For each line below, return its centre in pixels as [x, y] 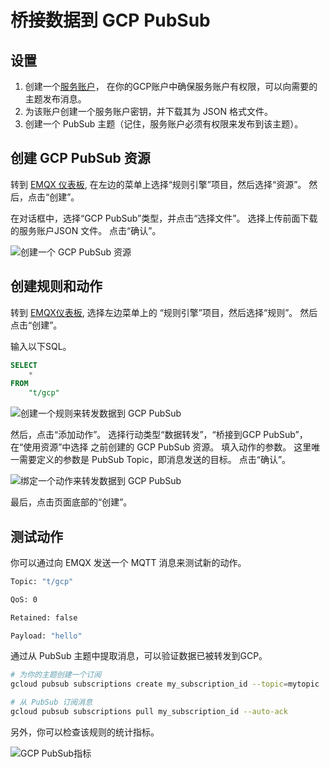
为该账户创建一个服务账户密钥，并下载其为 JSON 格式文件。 [148, 111]
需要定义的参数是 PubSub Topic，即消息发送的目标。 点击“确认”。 [155, 460]
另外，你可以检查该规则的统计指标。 [85, 732]
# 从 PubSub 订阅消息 [51, 702]
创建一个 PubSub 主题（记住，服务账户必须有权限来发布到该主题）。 [164, 124]
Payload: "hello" [46, 636]
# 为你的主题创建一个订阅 [56, 675]
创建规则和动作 [56, 286]
